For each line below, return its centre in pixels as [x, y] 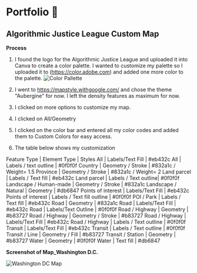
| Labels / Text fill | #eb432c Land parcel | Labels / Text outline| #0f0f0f [93, 178]
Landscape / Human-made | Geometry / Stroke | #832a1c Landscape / [91, 184]
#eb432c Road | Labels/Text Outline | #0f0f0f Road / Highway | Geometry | [97, 209]
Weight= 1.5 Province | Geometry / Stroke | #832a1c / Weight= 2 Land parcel [98, 172]
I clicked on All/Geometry [45, 119]
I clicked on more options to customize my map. [73, 107]
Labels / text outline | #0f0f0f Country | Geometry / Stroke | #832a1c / [91, 165]
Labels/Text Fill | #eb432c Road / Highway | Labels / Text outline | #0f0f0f [96, 222]
